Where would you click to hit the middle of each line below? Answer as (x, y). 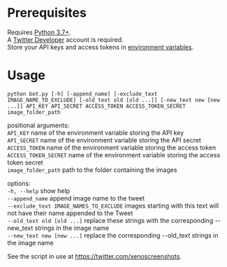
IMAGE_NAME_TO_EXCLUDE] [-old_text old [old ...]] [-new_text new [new (113, 100)
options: (19, 183)
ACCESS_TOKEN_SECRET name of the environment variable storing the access (114, 154)
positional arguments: (38, 125)
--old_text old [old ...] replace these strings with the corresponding (110, 220)
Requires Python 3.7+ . (39, 32)
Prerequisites (47, 13)
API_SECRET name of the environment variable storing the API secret (104, 140)
